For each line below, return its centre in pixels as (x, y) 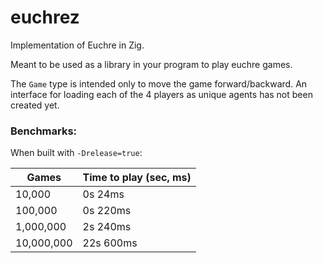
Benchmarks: (44, 131)
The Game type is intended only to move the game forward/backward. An (159, 83)
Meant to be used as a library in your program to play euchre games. (151, 64)
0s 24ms (103, 194)
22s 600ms (110, 243)
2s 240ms (107, 227)
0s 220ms (107, 211)
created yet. (35, 105)
